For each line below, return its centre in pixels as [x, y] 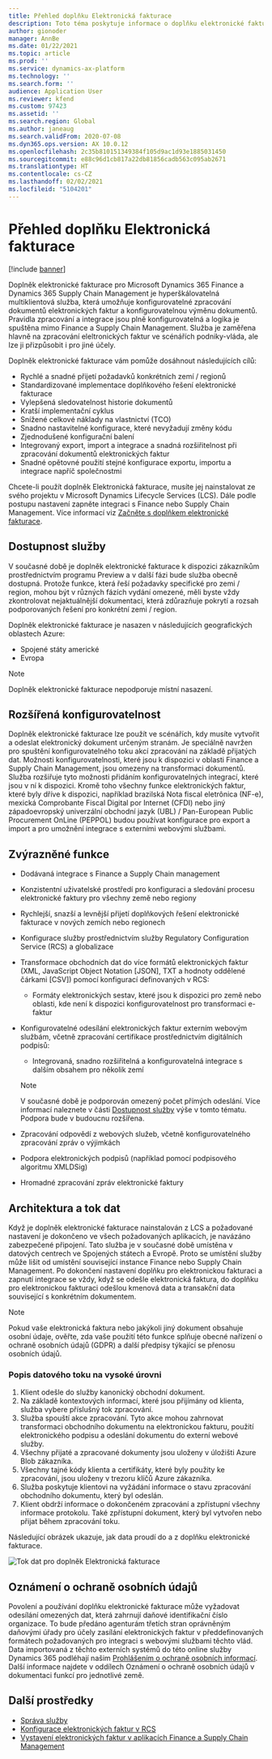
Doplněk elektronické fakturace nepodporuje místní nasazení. [110, 689]
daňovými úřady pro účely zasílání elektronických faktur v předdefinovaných [136, 1633]
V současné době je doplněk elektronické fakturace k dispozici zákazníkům [134, 566]
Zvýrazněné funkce [59, 854]
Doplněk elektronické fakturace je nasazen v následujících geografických [130, 625]
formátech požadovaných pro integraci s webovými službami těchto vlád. [131, 1641]
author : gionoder [38, 31]
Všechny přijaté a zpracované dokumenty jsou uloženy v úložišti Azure [138, 1453]
